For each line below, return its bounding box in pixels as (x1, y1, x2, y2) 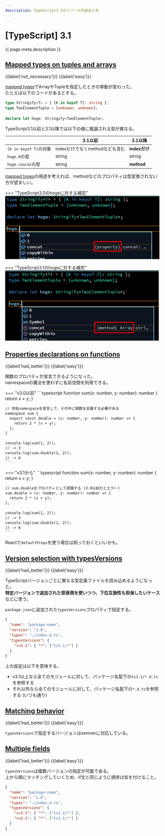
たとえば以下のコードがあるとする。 (5, 90, 79, 96)
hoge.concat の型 (7, 161, 40, 167)
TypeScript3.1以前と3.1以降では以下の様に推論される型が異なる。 (5, 125, 137, 131)
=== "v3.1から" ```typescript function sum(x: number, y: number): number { (5, 470, 157, 476)
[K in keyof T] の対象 (7, 146, 52, 152)
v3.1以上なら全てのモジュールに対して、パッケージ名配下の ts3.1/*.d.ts (12, 673, 159, 679)
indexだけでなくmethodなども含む (55, 146, 126, 152)
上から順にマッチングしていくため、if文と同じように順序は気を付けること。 (5, 774, 159, 780)
